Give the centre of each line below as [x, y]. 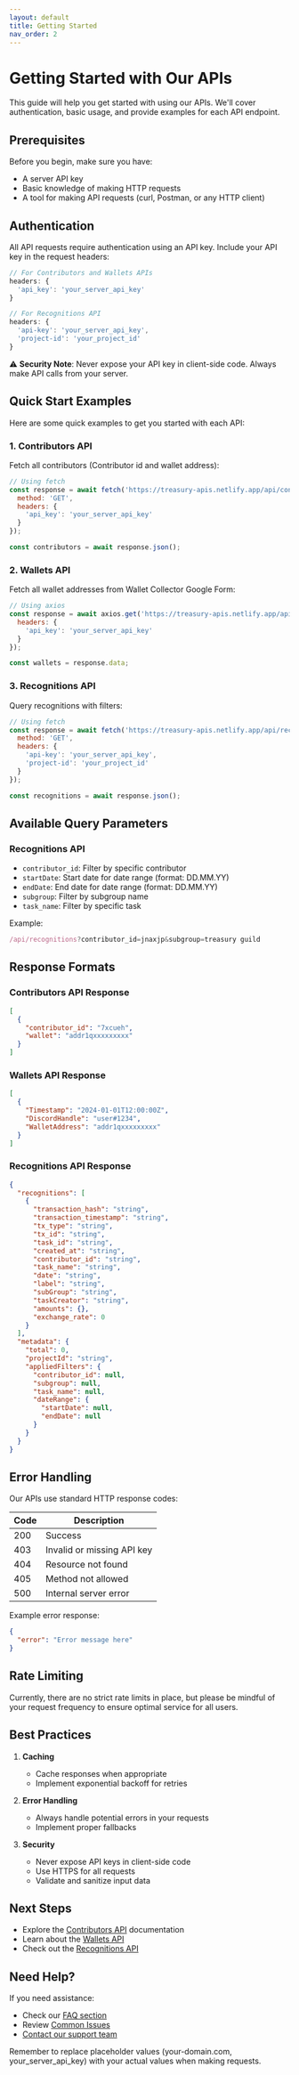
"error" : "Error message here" [75, 1640]
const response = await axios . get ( [75, 614]
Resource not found [87, 1565]
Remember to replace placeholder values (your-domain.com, [121, 2052]
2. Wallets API [40, 570]
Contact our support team [69, 2034]
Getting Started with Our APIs [121, 78]
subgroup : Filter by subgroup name [85, 896]
